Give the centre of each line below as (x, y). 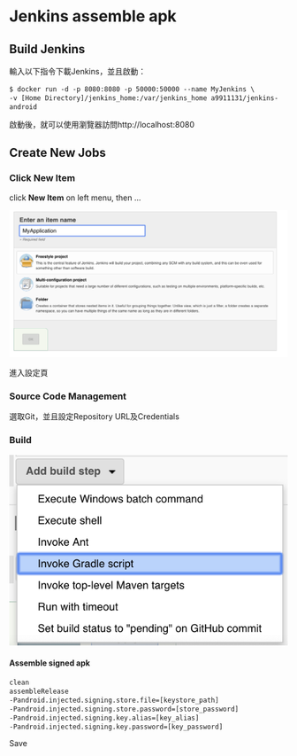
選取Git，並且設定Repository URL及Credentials (94, 417)
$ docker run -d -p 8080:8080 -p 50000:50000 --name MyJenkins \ (132, 90)
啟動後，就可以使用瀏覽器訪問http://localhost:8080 (102, 125)
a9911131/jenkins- (244, 98)
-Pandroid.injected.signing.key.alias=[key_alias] (104, 718)
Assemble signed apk (50, 663)
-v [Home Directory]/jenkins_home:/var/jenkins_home (108, 98)
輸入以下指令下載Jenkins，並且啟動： (78, 71)
